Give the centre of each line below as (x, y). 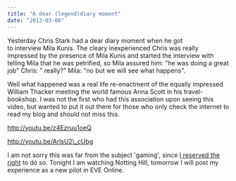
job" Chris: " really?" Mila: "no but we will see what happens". (97, 70)
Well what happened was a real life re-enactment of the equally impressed (115, 84)
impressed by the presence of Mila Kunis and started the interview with (111, 55)
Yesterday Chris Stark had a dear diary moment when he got (95, 40)
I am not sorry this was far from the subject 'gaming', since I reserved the (114, 155)
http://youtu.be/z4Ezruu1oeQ (49, 127)
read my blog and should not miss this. (63, 114)
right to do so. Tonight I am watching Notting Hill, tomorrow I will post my (113, 162)
